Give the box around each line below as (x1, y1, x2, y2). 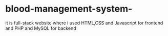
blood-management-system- (5, 3, 133, 15)
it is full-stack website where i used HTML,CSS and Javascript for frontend (5, 20, 163, 26)
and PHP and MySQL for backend (5, 25, 76, 31)
